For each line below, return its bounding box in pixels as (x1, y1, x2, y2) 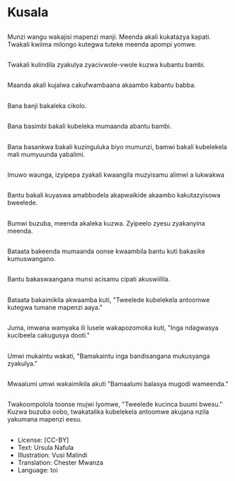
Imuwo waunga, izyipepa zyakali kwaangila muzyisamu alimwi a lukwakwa (7, 170, 225, 179)
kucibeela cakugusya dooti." (7, 331, 90, 340)
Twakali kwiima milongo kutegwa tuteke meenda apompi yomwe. (7, 40, 197, 48)
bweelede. (7, 199, 38, 207)
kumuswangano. (7, 255, 56, 263)
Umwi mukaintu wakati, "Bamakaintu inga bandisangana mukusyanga (7, 352, 210, 360)
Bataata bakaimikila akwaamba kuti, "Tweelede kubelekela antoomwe (7, 295, 210, 304)
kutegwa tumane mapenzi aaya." (7, 303, 103, 311)
